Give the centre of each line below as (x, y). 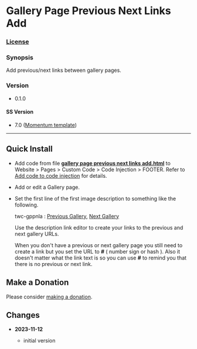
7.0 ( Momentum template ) (46, 125)
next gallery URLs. (37, 234)
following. (26, 205)
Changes (23, 315)
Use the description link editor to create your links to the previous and (99, 227)
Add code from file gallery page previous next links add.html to (93, 163)
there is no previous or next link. (53, 264)
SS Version (20, 112)
